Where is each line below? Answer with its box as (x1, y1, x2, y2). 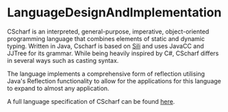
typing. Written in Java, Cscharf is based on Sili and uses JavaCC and (7, 42, 204, 50)
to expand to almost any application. (7, 84, 110, 92)
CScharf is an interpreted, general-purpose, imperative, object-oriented (7, 27, 210, 36)
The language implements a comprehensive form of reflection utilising (7, 70, 205, 78)
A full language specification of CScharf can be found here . (7, 97, 175, 105)
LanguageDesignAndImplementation (7, 5, 222, 20)
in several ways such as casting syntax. (7, 56, 119, 64)
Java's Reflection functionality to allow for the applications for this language (7, 76, 221, 85)
